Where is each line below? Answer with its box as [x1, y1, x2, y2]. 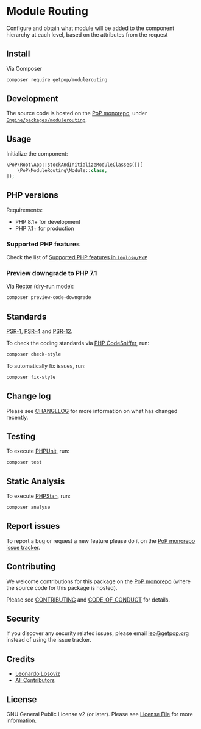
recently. [6, 414, 29, 421]
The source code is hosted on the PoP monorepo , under [6, 110, 147, 117]
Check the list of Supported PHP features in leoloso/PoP [6, 253, 147, 260]
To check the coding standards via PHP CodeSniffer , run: [6, 339, 150, 347]
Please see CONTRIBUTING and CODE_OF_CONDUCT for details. [6, 596, 171, 603]
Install [6, 49, 30, 59]
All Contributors [15, 677, 55, 684]
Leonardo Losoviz [15, 670, 61, 678]
